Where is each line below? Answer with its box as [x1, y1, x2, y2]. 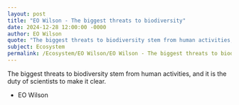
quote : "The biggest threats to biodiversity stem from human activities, [7, 37, 234, 44]
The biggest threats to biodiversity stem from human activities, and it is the [7, 69, 227, 78]
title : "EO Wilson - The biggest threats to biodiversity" [7, 17, 186, 24]
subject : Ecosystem [7, 43, 65, 50]
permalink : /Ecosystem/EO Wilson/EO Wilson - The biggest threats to [7, 50, 218, 57]
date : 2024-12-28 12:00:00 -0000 [7, 23, 107, 31]
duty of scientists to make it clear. [7, 77, 107, 85]
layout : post [7, 10, 46, 18]
